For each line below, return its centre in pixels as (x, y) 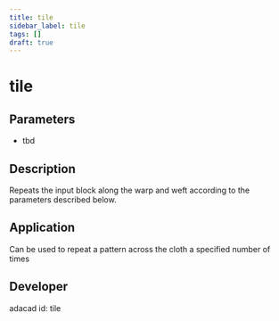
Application (42, 228)
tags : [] (25, 34)
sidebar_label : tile (48, 26)
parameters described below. (63, 200)
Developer (39, 287)
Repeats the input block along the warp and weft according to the (130, 190)
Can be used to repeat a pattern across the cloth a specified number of (140, 249)
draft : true (31, 42)
